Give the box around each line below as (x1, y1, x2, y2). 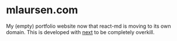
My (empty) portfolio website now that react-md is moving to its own (6, 23, 171, 29)
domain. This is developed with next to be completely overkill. (6, 28, 155, 35)
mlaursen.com (6, 3, 78, 17)
